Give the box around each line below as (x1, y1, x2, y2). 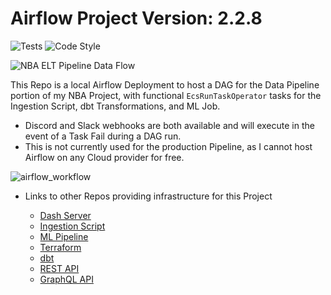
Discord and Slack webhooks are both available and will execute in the (24, 119, 315, 131)
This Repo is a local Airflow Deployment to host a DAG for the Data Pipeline (10, 78, 320, 91)
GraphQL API (39, 273, 94, 285)
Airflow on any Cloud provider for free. (24, 151, 185, 163)
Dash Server (39, 209, 92, 221)
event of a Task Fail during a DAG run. (24, 130, 182, 142)
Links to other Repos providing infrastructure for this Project (24, 190, 273, 202)
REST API (39, 262, 80, 274)
